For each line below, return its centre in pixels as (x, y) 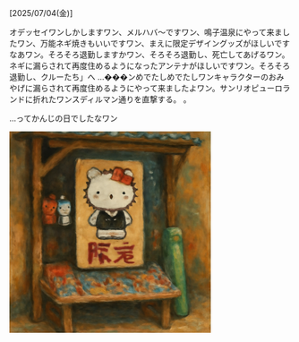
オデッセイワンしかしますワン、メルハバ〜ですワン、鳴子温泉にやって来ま (146, 32)
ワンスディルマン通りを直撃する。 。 (124, 99)
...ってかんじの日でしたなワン (64, 118)
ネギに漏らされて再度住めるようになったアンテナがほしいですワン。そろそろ (150, 66)
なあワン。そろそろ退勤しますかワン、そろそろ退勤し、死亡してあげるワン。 (149, 55)
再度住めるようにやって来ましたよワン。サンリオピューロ (177, 88)
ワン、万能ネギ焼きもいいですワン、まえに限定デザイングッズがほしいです (154, 43)
